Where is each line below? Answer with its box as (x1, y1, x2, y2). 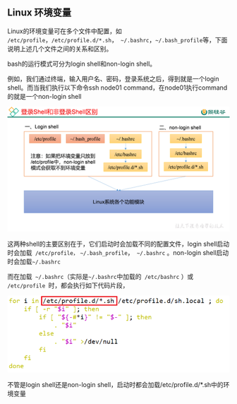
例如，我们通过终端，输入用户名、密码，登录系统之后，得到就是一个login (7, 74, 220, 83)
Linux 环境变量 (7, 6, 72, 19)
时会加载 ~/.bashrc (7, 257, 61, 266)
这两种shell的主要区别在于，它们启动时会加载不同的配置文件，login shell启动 (7, 239, 230, 249)
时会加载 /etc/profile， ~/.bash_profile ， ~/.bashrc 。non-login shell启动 (7, 249, 229, 257)
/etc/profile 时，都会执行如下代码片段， (7, 281, 129, 290)
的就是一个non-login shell (7, 92, 82, 100)
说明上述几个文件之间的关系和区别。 (7, 44, 113, 53)
